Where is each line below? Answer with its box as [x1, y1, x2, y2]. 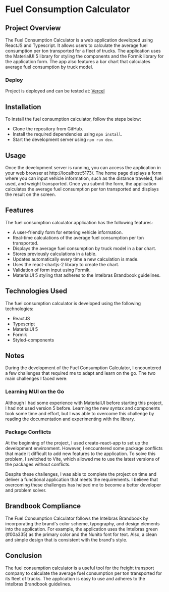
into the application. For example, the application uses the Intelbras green [5, 526, 158, 532]
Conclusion [5, 552, 42, 560]
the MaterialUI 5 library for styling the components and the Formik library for [5, 53, 164, 59]
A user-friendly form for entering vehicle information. [12, 229, 123, 235]
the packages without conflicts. [5, 461, 71, 467]
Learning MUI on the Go [5, 388, 65, 395]
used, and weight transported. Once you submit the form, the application [5, 180, 157, 186]
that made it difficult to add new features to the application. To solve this [5, 451, 156, 457]
